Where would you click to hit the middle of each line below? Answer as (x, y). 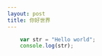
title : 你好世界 (29, 20)
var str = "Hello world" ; (58, 39)
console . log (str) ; (47, 46)
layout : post (26, 14)
